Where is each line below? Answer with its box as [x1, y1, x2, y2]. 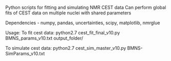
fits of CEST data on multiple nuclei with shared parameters [5, 10, 131, 16]
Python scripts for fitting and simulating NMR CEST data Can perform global [5, 5, 166, 10]
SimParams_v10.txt [5, 51, 45, 56]
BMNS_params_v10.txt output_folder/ [5, 35, 84, 41]
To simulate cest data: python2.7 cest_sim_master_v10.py [5, 45, 126, 51]
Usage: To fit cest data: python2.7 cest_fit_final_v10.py [5, 30, 120, 35]
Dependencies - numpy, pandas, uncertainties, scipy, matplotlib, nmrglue [5, 20, 160, 26]
